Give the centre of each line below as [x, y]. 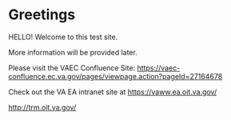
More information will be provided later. [73, 52]
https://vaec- [159, 68]
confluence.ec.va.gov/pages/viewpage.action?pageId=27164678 [115, 76]
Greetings [42, 15]
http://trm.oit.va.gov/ [42, 107]
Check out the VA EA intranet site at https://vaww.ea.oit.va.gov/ [113, 92]
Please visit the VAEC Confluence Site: [72, 68]
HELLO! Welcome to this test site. [63, 37]
